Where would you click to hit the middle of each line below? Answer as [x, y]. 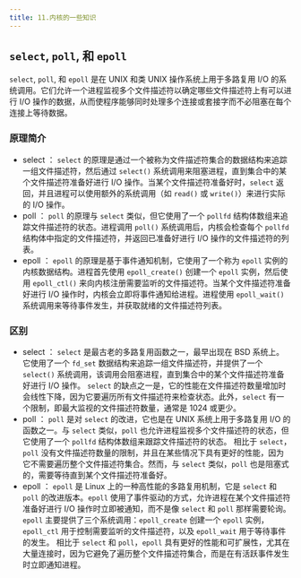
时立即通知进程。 [54, 565]
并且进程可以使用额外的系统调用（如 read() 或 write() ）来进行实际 [162, 193]
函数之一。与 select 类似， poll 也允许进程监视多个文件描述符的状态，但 [155, 430]
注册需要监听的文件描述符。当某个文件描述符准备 [201, 282]
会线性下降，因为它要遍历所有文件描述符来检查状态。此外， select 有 [149, 397]
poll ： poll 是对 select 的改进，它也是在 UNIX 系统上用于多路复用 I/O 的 [156, 419]
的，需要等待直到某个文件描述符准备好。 [97, 475]
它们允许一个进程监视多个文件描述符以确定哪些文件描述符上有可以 [162, 91]
